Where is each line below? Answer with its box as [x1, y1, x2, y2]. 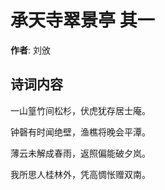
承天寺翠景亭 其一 [10, 9, 155, 32]
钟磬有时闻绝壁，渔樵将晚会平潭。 [10, 126, 151, 138]
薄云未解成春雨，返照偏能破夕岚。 [10, 147, 151, 159]
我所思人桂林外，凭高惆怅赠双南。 [10, 168, 151, 180]
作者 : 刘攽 [10, 44, 51, 56]
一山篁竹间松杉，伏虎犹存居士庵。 [10, 104, 151, 116]
